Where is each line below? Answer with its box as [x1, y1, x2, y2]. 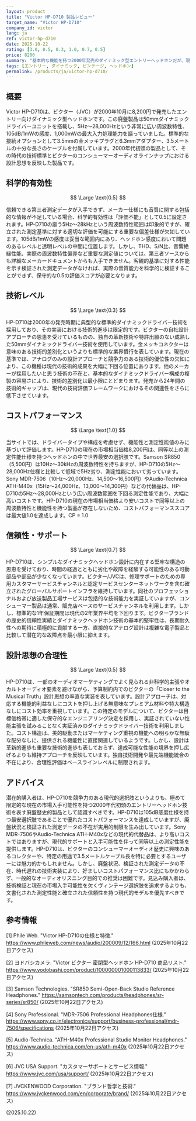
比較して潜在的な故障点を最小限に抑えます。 [6, 631, 113, 638]
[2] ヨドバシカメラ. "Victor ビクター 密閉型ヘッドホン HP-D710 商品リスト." [6, 959, 187, 966]
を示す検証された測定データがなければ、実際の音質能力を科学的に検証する [6, 264, 185, 271]
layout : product [6, 8, 45, 15]
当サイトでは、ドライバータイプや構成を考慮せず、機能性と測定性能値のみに [6, 438, 190, 445]
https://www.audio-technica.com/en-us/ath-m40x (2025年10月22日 [6, 1043, 170, 1050]
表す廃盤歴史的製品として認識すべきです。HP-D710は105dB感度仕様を [16, 809, 184, 816]
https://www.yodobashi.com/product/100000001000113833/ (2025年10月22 [6, 966, 190, 973]
